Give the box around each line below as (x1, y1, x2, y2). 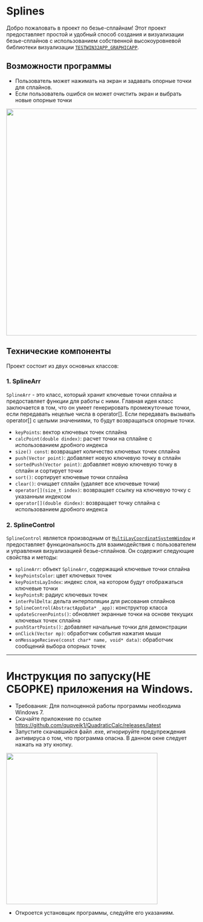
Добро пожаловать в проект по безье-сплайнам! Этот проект (6, 24, 167, 31)
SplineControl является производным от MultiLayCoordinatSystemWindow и (6, 534, 195, 542)
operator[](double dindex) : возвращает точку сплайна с (14, 499, 161, 506)
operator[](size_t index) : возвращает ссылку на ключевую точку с (14, 486, 192, 494)
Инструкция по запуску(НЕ (6, 670, 151, 683)
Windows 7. (14, 709, 44, 716)
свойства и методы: (6, 554, 58, 561)
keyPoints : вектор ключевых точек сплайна (14, 428, 127, 436)
